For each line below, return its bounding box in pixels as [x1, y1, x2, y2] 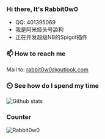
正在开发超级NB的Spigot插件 [15, 34, 88, 41]
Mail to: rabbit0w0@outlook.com [6, 66, 89, 73]
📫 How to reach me [6, 49, 66, 58]
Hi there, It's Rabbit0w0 [6, 5, 78, 13]
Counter [6, 112, 32, 121]
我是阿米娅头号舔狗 [15, 26, 64, 34]
